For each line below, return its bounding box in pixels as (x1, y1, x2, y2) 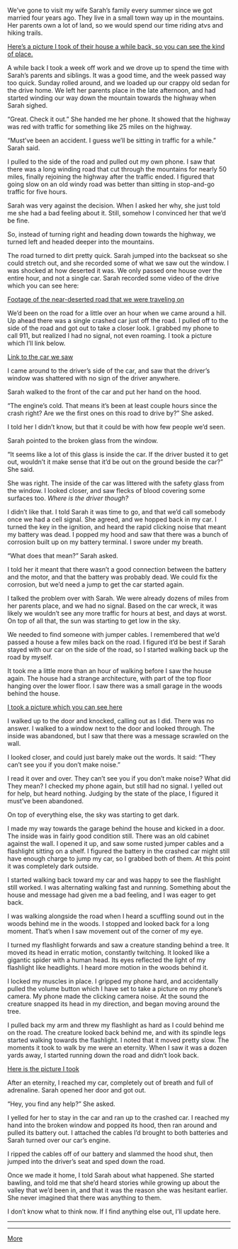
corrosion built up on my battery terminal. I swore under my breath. (7, 538, 203, 546)
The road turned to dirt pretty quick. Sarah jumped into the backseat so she (7, 252, 228, 259)
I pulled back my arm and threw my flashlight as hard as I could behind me (7, 1021, 225, 1029)
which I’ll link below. (7, 339, 66, 347)
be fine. (7, 216, 30, 225)
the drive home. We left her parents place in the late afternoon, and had (7, 86, 216, 94)
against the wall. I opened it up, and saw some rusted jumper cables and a (7, 840, 225, 847)
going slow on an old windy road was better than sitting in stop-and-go (7, 180, 215, 188)
